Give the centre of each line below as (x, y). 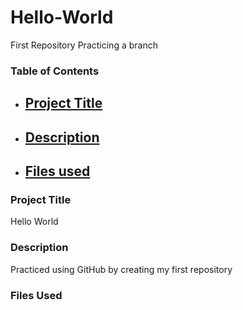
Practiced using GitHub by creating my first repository (121, 269)
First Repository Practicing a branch (84, 45)
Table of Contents (55, 71)
